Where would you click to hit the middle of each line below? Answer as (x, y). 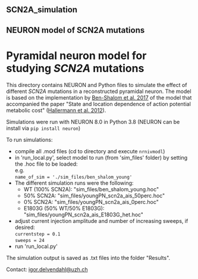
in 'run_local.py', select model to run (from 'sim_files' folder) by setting (101, 157)
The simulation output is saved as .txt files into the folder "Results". (88, 258)
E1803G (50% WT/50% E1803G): (64, 208)
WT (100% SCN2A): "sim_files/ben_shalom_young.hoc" (91, 189)
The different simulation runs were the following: (74, 183)
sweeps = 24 (29, 240)
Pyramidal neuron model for (76, 55)
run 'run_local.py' (36, 246)
